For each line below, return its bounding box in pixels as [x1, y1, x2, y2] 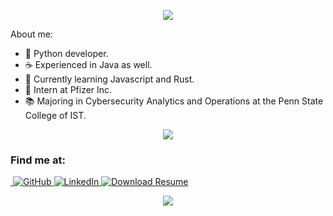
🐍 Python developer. [24, 48, 109, 59]
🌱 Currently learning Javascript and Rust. [24, 73, 195, 85]
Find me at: [10, 153, 66, 167]
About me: [10, 28, 53, 40]
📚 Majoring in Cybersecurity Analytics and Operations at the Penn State [24, 95, 324, 107]
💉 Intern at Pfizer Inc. [24, 84, 113, 95]
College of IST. [24, 110, 87, 121]
